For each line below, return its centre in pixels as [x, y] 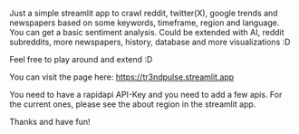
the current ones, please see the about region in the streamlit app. [133, 104]
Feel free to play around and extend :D [81, 59]
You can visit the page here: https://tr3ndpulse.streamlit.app [122, 77]
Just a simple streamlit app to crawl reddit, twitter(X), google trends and [144, 13]
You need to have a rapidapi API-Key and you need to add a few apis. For [146, 95]
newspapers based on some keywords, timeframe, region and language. [145, 23]
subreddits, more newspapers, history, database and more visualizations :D [150, 42]
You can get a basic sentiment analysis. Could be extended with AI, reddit [147, 32]
